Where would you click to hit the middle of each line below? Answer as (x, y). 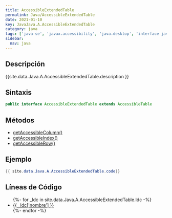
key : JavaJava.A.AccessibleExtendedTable (50, 24)
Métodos (20, 120)
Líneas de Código (34, 187)
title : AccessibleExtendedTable (40, 10)
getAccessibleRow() (34, 143)
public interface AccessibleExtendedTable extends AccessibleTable (79, 104)
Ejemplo (18, 159)
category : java (21, 29)
